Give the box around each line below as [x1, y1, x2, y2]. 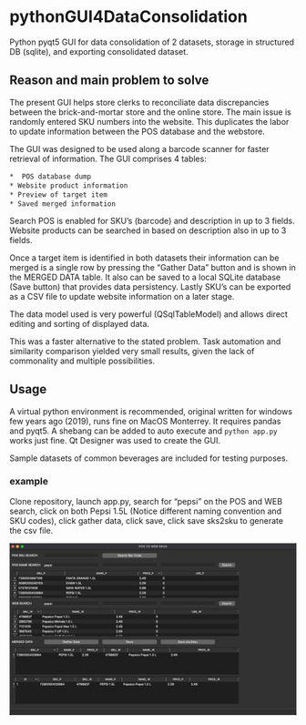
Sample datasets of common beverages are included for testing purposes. [9, 453, 289, 464]
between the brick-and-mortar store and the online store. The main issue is [9, 107, 291, 117]
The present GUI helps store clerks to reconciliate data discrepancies [9, 97, 270, 107]
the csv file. [9, 525, 54, 536]
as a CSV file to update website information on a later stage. [9, 291, 235, 301]
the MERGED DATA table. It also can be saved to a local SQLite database [9, 271, 281, 282]
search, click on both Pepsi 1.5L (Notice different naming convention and [9, 505, 282, 516]
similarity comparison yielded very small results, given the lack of [9, 345, 255, 356]
